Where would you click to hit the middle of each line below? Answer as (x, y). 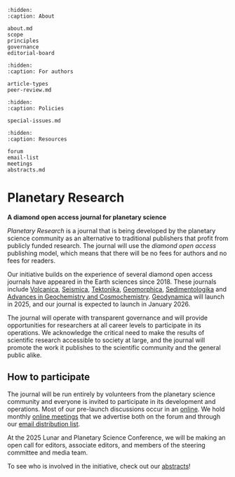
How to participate (49, 377)
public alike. (25, 355)
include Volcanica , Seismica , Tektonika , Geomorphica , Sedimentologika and (117, 289)
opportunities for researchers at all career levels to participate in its (105, 325)
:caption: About (31, 16)
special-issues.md (34, 121)
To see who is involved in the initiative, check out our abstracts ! (99, 466)
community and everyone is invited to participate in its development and (112, 401)
